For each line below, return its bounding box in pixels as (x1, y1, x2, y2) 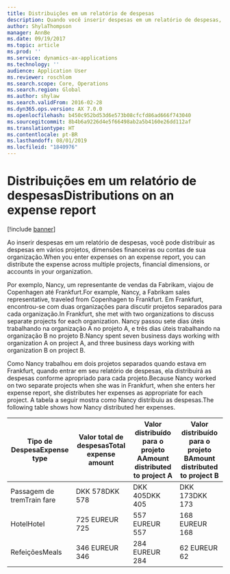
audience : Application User (7, 67, 88, 74)
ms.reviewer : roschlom (7, 73, 72, 81)
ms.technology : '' (7, 61, 60, 68)
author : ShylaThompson (7, 23, 72, 29)
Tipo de (27, 436, 53, 446)
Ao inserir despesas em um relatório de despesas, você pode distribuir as (7, 238, 216, 247)
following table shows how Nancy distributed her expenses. (7, 403, 176, 411)
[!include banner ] (7, 225, 56, 233)
